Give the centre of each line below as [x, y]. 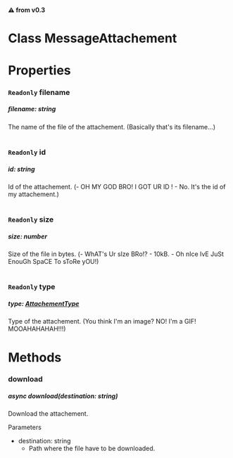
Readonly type [32, 287]
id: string [21, 169]
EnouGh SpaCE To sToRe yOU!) [53, 262]
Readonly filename [39, 92]
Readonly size [31, 220]
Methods [35, 357]
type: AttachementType [44, 303]
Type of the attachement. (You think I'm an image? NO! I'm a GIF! [102, 322]
